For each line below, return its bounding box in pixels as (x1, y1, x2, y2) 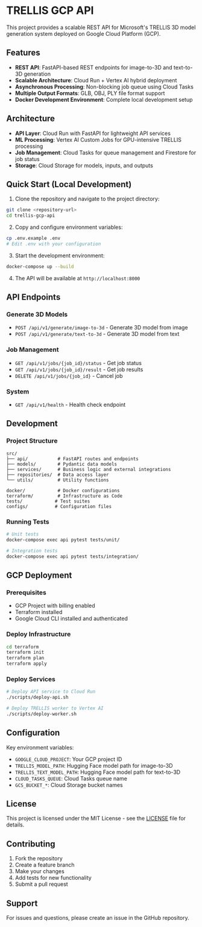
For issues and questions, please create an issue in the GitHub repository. (6, 914, 189, 922)
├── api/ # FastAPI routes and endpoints (6, 455, 139, 462)
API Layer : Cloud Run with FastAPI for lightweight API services (14, 130, 171, 137)
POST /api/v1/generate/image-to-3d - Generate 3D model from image (14, 324, 188, 331)
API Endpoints (6, 292, 61, 303)
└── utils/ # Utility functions (6, 477, 110, 483)
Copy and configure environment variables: (14, 223, 123, 231)
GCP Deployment (6, 570, 72, 580)
